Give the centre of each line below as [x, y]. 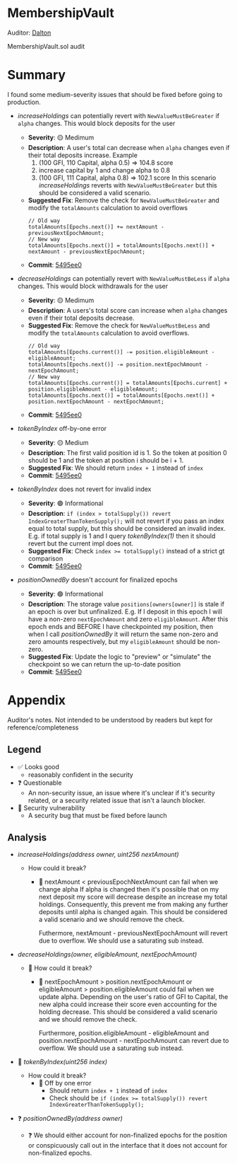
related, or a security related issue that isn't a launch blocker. [117, 800]
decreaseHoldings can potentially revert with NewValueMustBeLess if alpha [123, 278]
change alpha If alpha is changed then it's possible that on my [129, 889]
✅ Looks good [38, 766]
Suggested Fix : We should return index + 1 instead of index [115, 468]
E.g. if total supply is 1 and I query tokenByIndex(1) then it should [122, 536]
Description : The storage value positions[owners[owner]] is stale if [126, 604]
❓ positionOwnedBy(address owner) [70, 1119]
